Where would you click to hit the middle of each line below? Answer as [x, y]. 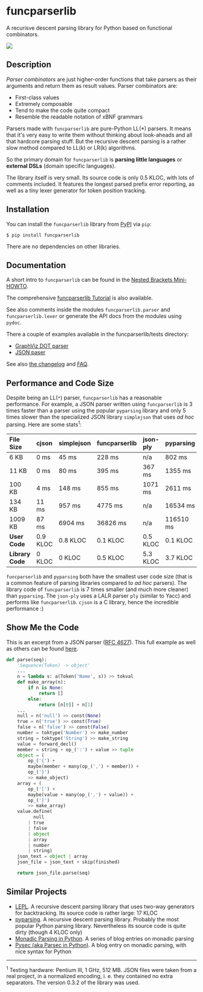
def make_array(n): [42, 682]
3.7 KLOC [179, 558]
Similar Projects [37, 892]
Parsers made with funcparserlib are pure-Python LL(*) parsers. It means [99, 128]
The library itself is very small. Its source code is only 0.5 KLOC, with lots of [100, 177]
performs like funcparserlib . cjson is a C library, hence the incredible [93, 602]
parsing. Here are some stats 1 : [44, 424]
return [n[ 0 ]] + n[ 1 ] [66, 705]
